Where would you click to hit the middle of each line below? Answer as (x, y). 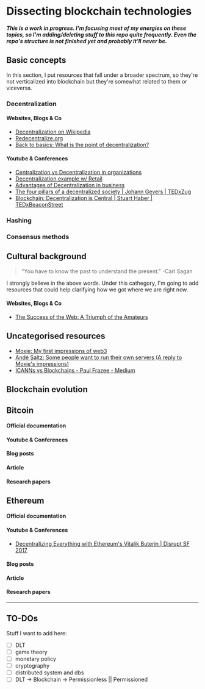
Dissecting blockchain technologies (99, 11)
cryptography (32, 666)
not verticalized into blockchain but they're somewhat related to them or (97, 81)
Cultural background (46, 256)
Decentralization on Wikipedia (53, 132)
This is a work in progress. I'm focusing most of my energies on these (96, 28)
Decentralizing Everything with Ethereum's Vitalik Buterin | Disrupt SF (103, 543)
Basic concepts (36, 60)
